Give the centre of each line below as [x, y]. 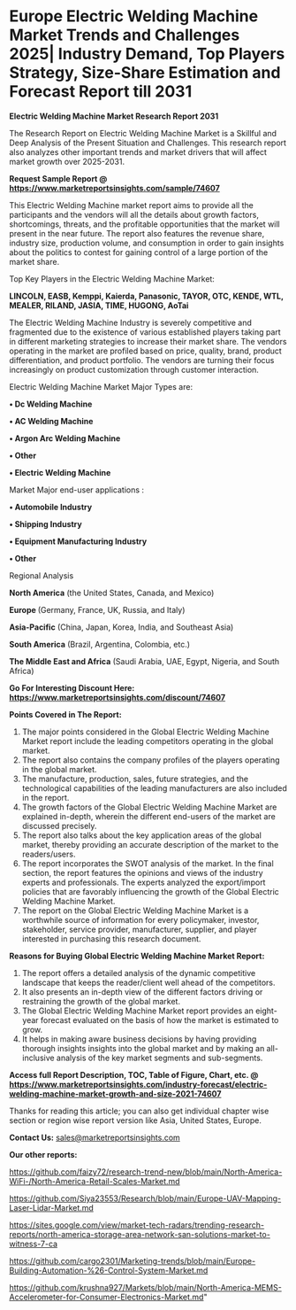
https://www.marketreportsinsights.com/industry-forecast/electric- [138, 1084]
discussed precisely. [59, 826]
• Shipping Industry [46, 523]
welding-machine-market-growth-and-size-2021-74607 [115, 1093]
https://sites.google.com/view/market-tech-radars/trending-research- [137, 1225]
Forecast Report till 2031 [101, 92]
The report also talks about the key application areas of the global [142, 835]
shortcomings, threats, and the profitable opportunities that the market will [144, 224]
